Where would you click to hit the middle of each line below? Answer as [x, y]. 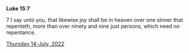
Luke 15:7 [18, 9]
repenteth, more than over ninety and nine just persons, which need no [93, 26]
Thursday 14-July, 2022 [35, 44]
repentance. [21, 32]
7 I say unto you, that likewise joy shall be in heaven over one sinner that [94, 20]
